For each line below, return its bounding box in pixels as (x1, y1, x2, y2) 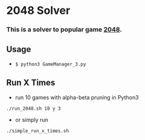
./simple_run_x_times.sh (6, 128, 69, 134)
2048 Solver (6, 4, 71, 18)
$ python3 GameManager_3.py (15, 61, 86, 67)
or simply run (15, 116, 49, 123)
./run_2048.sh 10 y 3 (6, 105, 61, 112)
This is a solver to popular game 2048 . (6, 25, 123, 34)
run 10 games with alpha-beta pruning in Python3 (15, 93, 139, 101)
